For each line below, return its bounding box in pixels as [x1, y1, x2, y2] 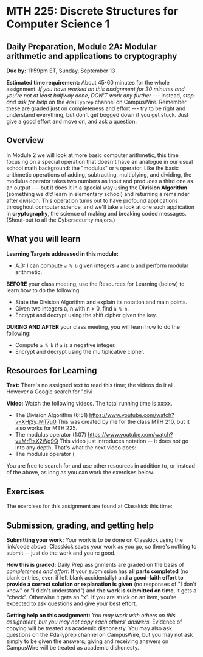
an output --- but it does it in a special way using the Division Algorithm [6, 184, 187, 191]
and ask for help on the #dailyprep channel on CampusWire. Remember [6, 99, 187, 105]
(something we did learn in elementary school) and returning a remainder [6, 190, 190, 197]
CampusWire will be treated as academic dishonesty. [6, 644, 139, 652]
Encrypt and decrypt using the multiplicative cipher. [15, 348, 145, 355]
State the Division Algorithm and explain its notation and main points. [15, 298, 188, 306]
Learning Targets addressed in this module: [6, 250, 119, 257]
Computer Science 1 [6, 17, 110, 31]
